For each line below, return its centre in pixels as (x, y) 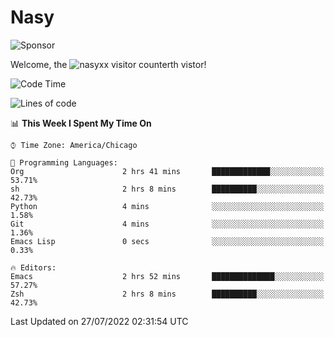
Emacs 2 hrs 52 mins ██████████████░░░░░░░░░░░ (167, 276)
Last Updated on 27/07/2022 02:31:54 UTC (99, 321)
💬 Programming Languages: (64, 162)
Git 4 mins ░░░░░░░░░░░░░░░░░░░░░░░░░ (167, 224)
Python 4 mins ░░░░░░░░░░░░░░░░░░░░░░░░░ (167, 206)
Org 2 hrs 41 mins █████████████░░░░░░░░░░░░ (167, 171)
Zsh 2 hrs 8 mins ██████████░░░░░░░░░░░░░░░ (167, 294)
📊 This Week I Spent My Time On (81, 123)
